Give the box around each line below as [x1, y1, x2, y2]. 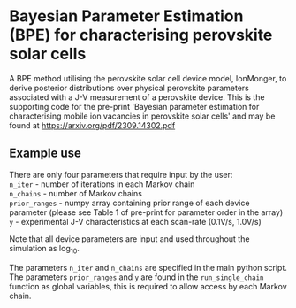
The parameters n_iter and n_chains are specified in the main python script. [9, 262, 287, 273]
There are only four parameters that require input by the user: [9, 169, 233, 180]
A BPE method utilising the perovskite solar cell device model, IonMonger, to [9, 73, 287, 83]
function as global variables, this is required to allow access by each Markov [9, 281, 287, 291]
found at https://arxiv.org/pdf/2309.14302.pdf [9, 119, 176, 130]
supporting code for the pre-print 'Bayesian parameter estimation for [9, 101, 260, 112]
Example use [9, 146, 82, 161]
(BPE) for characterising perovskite [9, 25, 273, 45]
